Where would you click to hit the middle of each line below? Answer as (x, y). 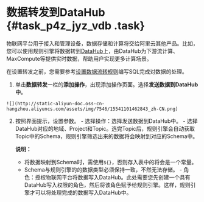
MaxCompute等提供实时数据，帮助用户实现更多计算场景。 (79, 58)
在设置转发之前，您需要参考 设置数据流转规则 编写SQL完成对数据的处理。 (97, 71)
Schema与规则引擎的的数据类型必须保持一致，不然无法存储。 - (103, 169)
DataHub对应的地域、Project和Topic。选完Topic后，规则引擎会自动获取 (105, 128)
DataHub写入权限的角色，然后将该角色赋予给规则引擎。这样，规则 (107, 185)
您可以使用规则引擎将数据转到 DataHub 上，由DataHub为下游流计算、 (92, 51)
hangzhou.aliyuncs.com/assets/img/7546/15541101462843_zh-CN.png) (92, 109)
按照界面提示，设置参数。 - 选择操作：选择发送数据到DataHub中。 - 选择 (106, 121)
